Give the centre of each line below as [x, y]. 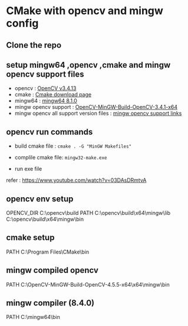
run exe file [28, 169]
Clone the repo [34, 45]
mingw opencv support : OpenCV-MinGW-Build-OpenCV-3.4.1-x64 [96, 107]
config [22, 23]
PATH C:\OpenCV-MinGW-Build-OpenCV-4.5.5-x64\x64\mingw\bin [88, 284]
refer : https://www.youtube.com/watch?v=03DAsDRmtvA [76, 180]
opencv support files [45, 74]
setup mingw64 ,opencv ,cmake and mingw [88, 65]
